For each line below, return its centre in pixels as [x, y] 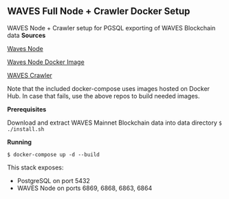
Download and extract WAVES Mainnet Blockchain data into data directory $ [115, 123]
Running [20, 142]
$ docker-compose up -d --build [53, 154]
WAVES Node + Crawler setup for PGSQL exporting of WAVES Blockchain [111, 28]
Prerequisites [27, 109]
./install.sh [26, 129]
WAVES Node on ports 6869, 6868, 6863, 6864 [85, 188]
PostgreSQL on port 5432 [54, 180]
